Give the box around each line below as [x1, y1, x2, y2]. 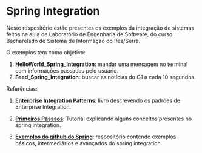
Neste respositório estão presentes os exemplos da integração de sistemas [6, 24, 195, 31]
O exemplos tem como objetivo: [6, 48, 86, 56]
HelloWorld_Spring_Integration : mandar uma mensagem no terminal [15, 60, 188, 68]
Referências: [6, 85, 38, 92]
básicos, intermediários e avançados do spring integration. [15, 139, 163, 146]
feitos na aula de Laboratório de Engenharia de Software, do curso [6, 30, 173, 37]
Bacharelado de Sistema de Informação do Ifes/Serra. [6, 37, 141, 44]
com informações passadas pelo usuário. [15, 67, 119, 74]
